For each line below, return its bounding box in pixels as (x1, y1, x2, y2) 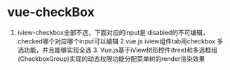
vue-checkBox (7, 4, 95, 20)
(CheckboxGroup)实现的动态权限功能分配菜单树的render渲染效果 (17, 54, 205, 63)
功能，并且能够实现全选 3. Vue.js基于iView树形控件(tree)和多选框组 (23, 45, 217, 54)
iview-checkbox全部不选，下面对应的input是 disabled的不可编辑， (17, 28, 209, 36)
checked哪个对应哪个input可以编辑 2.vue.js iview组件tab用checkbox (17, 36, 216, 45)
